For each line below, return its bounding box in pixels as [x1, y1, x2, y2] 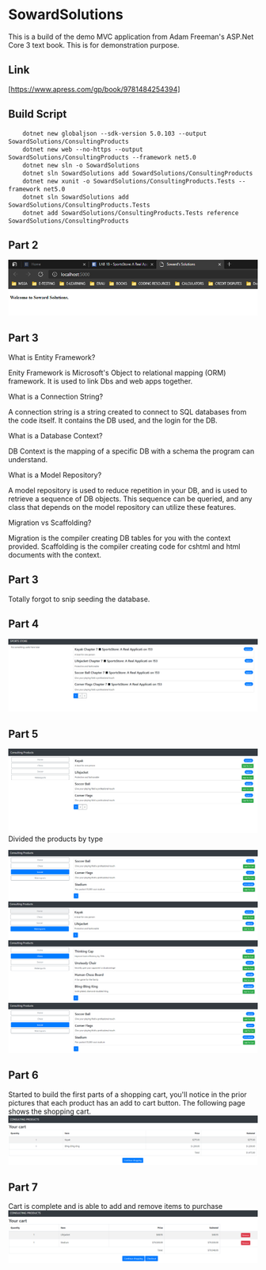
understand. [8, 454, 48, 464]
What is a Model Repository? [8, 470, 102, 480]
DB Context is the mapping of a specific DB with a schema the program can [8, 446, 255, 456]
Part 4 [8, 617, 40, 631]
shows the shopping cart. [8, 1106, 92, 1116]
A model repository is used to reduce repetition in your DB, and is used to [8, 485, 248, 495]
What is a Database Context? [8, 430, 103, 440]
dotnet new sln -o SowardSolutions [22, 161, 140, 169]
